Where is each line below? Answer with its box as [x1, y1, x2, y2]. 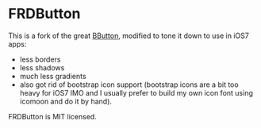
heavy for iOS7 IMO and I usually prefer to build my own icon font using [19, 88, 254, 97]
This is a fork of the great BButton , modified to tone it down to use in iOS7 [8, 31, 250, 40]
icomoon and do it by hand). [19, 96, 113, 106]
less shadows [19, 62, 65, 72]
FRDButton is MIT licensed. [8, 111, 97, 121]
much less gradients [19, 71, 86, 81]
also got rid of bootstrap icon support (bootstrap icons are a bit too [19, 80, 240, 89]
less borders [19, 55, 61, 64]
